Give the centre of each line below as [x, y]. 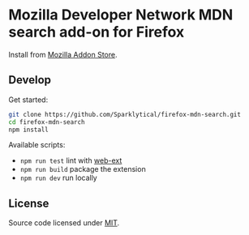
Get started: [28, 100]
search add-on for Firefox [97, 32]
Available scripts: [37, 145]
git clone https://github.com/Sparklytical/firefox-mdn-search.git [125, 114]
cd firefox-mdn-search [47, 122]
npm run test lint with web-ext [71, 160]
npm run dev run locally [58, 178]
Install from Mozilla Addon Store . [63, 54]
